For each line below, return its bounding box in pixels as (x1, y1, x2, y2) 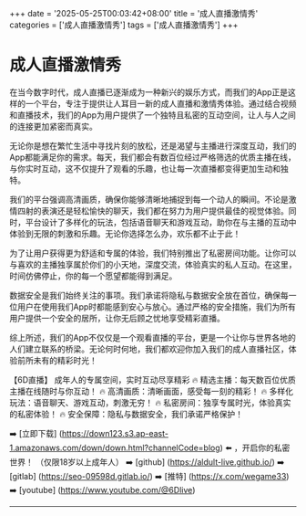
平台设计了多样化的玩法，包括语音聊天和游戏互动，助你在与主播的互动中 (25, 216, 297, 227)
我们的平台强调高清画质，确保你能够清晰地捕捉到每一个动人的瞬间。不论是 (9, 194, 289, 205)
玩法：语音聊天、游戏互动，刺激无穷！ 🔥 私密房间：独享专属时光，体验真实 (9, 396, 291, 408)
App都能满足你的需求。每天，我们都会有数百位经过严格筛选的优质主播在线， (9, 152, 296, 163)
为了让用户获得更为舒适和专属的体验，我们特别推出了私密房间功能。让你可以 (9, 247, 297, 258)
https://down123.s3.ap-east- (62, 427, 168, 438)
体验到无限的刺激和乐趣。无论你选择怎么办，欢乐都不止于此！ (9, 227, 241, 239)
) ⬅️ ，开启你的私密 (219, 442, 291, 453)
